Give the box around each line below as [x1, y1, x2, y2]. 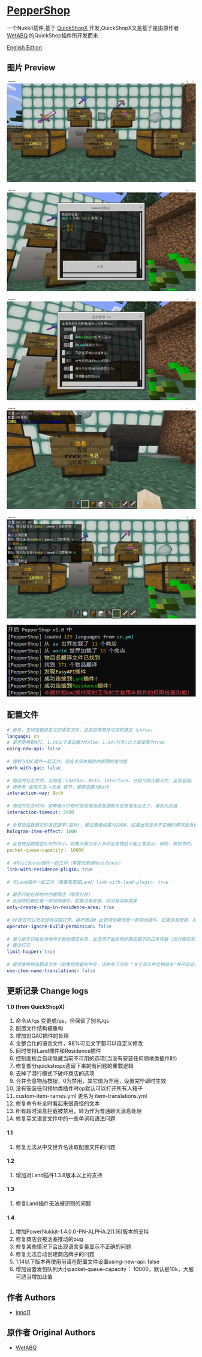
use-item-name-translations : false [7, 967, 96, 974]
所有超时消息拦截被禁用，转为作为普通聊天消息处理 [15, 1107, 142, 1115]
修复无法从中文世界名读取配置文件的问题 [15, 1143, 116, 1150]
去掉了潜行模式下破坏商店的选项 [15, 1070, 95, 1077]
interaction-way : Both [7, 790, 64, 797]
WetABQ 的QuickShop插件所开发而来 [7, 31, 98, 39]
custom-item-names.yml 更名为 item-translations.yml [15, 1092, 147, 1100]
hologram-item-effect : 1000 [7, 828, 77, 835]
